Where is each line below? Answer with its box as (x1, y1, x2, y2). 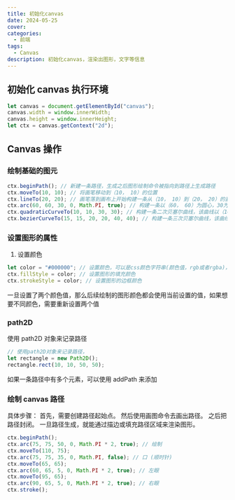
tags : (7, 43, 23, 50)
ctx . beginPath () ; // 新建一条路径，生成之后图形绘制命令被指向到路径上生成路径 (7, 182, 216, 189)
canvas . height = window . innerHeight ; (7, 116, 117, 123)
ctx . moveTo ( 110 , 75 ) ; (7, 447, 71, 454)
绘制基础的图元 (7, 166, 58, 176)
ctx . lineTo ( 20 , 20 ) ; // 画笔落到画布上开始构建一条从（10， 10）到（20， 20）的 (7, 196, 225, 203)
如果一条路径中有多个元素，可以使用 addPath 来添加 (7, 374, 157, 383)
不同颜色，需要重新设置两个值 (13, 299, 99, 308)
